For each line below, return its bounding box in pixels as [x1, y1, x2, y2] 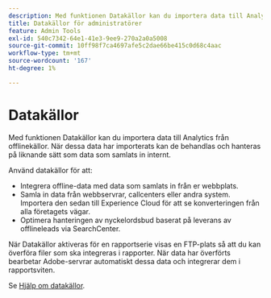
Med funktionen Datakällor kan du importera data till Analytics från [8, 132, 230, 142]
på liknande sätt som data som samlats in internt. [8, 150, 172, 159]
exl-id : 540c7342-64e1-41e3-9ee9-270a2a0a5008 [8, 34, 168, 43]
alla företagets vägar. [19, 206, 91, 216]
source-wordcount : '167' [8, 57, 92, 65]
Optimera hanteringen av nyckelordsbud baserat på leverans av [19, 215, 231, 225]
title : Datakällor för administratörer [8, 19, 143, 27]
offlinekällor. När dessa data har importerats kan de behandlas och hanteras [8, 141, 261, 151]
